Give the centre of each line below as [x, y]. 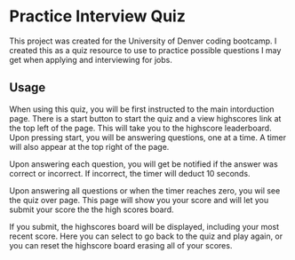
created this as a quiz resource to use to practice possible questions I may [145, 50]
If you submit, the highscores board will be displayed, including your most [144, 226]
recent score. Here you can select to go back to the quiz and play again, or [146, 236]
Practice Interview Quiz [98, 16]
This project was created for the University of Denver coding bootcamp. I [143, 41]
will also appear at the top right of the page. [89, 146]
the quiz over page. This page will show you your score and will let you [139, 200]
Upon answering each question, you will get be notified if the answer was [144, 164]
